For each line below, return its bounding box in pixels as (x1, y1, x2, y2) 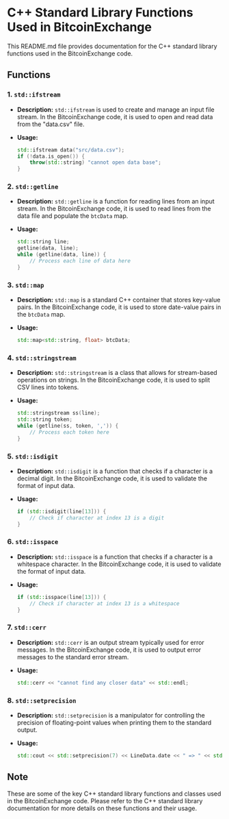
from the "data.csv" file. (16, 120, 85, 128)
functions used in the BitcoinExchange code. (7, 49, 133, 58)
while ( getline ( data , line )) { (16, 252, 107, 258)
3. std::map (7, 280, 44, 289)
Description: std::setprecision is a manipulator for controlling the (16, 711, 205, 719)
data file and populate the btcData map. (16, 212, 129, 220)
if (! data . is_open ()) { (16, 153, 85, 160)
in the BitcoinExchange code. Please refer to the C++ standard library (7, 796, 203, 805)
